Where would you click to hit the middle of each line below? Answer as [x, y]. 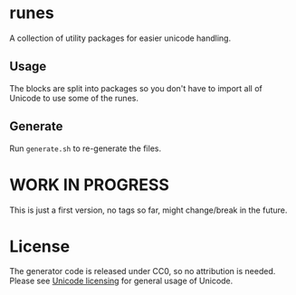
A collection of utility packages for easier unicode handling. [120, 38]
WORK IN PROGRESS [90, 185]
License [40, 246]
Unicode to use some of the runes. [74, 98]
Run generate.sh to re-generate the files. [85, 148]
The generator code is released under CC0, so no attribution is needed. [143, 271]
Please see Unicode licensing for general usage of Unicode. [121, 281]
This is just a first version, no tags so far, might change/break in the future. [148, 210]
